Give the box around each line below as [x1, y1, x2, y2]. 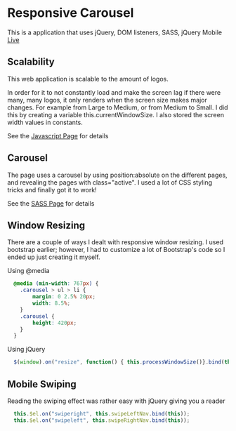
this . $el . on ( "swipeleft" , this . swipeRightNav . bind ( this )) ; [13, 416, 190, 424]
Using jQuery [7, 345, 46, 354]
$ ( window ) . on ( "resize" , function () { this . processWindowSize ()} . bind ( [13, 359, 225, 366]
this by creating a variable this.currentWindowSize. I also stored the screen [7, 110, 225, 119]
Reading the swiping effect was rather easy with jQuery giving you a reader [7, 397, 225, 405]
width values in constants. [7, 118, 83, 126]
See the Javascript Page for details [7, 131, 109, 140]
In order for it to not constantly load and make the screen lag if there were [7, 88, 221, 96]
